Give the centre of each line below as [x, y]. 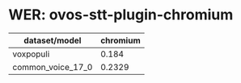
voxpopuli [31, 54]
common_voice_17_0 [53, 67]
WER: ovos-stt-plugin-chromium [121, 15]
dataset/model [53, 40]
